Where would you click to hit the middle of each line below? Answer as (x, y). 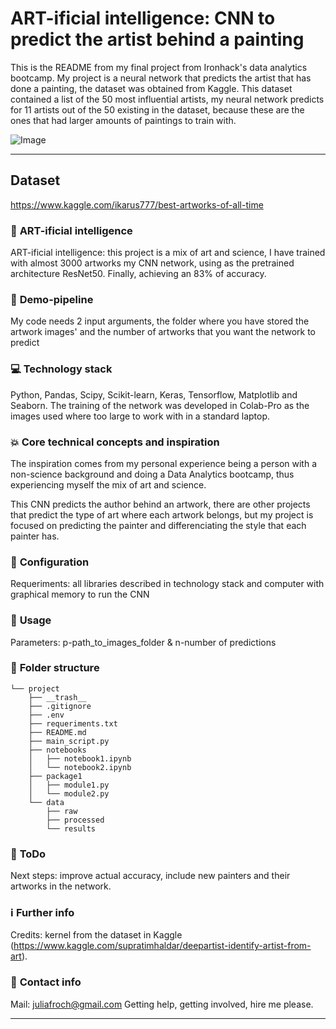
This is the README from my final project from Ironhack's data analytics (159, 67)
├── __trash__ (57, 697)
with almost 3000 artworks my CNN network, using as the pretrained (152, 263)
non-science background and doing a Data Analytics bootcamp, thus (152, 474)
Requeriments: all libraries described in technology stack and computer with (167, 584)
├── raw (62, 811)
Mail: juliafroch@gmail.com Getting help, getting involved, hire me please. (162, 1004)
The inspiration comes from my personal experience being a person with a (163, 463)
